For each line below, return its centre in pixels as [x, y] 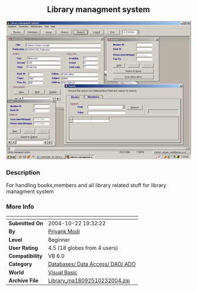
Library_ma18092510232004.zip [89, 280]
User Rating [23, 248]
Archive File [23, 280]
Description [23, 172]
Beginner [59, 239]
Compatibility [26, 256]
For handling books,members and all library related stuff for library [86, 185]
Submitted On [26, 224]
